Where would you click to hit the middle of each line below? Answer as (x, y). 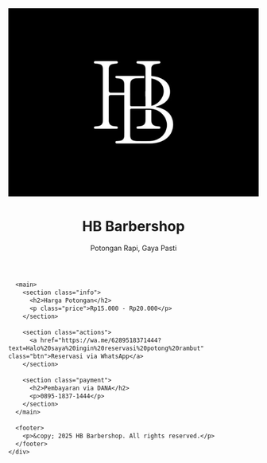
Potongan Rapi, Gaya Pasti (133, 248)
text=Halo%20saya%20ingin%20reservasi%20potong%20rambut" (106, 349)
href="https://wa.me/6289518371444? (101, 341)
